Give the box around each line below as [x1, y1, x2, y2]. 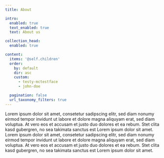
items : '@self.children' [9, 56, 60, 61]
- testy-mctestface [18, 79, 58, 84]
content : [5, 52, 23, 57]
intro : [5, 16, 19, 21]
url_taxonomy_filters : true [9, 97, 67, 102]
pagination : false [9, 93, 47, 98]
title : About [5, 7, 32, 12]
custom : [14, 75, 29, 80]
